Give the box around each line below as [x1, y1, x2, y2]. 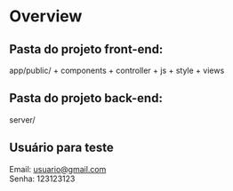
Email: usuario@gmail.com [9, 163, 107, 174]
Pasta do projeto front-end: [9, 42, 164, 57]
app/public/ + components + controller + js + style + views [9, 65, 225, 76]
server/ [9, 114, 36, 125]
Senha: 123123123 [9, 173, 76, 184]
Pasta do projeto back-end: [9, 91, 163, 106]
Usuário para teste [9, 140, 114, 155]
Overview [9, 6, 83, 27]
